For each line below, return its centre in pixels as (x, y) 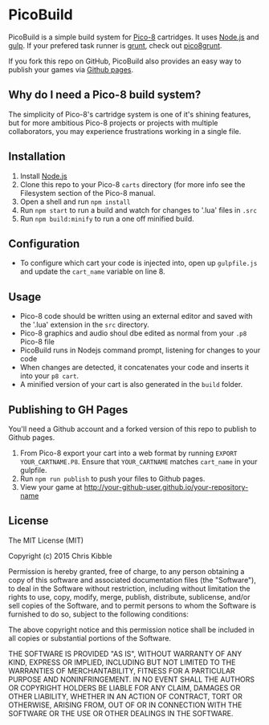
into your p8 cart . (49, 376)
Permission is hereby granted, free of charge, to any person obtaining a (126, 571)
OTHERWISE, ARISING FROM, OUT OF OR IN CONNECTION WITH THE (125, 705)
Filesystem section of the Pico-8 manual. (88, 193)
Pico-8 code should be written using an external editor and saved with (136, 316)
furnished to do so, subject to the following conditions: (98, 614)
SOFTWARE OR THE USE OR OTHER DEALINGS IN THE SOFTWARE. (121, 713)
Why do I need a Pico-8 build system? (105, 95)
